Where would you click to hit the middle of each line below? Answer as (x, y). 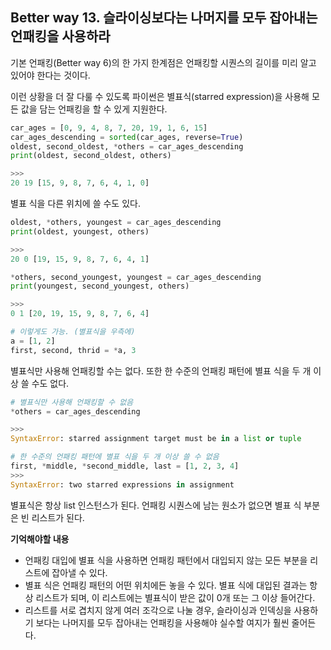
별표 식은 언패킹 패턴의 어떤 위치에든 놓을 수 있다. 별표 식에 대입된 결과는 (166, 585)
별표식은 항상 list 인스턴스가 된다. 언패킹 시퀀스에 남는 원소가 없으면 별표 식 (156, 505)
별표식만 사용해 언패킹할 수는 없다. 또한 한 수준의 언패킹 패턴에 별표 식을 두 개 (161, 370)
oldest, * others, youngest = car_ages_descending (116, 223)
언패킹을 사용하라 (60, 36)
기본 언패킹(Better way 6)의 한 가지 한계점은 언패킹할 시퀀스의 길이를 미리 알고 (163, 62)
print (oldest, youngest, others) (80, 231)
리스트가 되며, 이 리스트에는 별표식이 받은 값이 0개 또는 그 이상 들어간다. (175, 597)
